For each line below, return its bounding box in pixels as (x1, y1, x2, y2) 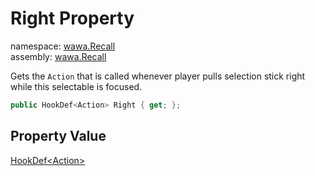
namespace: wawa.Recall (10, 40, 116, 52)
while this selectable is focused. (10, 80, 143, 92)
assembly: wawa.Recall (10, 50, 107, 62)
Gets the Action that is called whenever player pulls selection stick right (10, 70, 306, 82)
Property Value (10, 128, 107, 145)
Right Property (10, 7, 135, 30)
